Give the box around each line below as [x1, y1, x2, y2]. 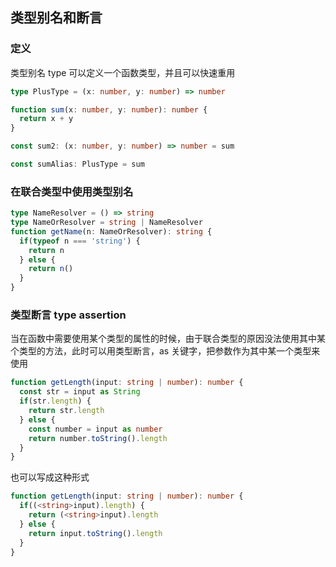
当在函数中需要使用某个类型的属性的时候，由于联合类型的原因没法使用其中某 [10, 333, 326, 345]
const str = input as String [19, 387, 141, 397]
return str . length [28, 406, 105, 416]
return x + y [19, 114, 74, 124]
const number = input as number [28, 424, 163, 434]
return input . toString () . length [28, 528, 163, 538]
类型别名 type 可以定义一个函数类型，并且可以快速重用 [10, 66, 236, 78]
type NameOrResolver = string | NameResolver [10, 218, 203, 228]
